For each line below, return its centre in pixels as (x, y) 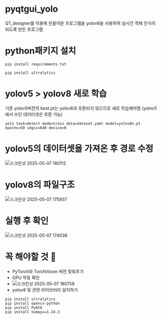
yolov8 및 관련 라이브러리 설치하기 (45, 290)
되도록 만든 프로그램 (24, 29)
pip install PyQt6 (24, 308)
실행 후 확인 (27, 221)
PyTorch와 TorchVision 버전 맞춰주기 (48, 271)
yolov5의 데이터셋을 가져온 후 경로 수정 (79, 149)
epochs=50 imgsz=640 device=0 (36, 128)
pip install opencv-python (32, 303)
